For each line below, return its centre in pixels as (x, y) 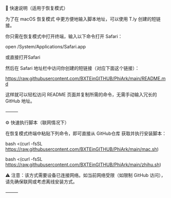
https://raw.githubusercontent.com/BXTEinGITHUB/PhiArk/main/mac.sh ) (82, 149)
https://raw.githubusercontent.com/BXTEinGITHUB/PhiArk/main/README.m (85, 78)
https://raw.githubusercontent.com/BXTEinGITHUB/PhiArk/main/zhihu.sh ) (83, 165)
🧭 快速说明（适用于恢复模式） (37, 8)
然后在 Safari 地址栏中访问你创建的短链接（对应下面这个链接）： (72, 68)
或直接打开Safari (23, 57)
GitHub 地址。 (20, 101)
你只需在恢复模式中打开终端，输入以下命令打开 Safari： (64, 36)
